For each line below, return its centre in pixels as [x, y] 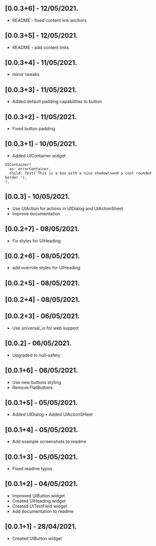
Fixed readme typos [32, 468]
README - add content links [40, 47]
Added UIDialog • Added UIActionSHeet [52, 414]
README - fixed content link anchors [49, 20]
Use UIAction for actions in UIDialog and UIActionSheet [68, 208]
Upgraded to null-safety [36, 355]
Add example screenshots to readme [49, 442]
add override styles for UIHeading [46, 268]
